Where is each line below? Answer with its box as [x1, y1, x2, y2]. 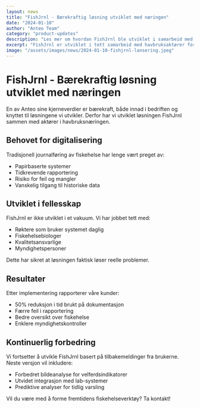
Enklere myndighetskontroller [14, 320, 87, 327]
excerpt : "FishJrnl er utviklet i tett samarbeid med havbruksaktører [6, 42, 185, 48]
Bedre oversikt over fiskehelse [14, 313, 89, 321]
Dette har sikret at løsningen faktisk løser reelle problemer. [6, 256, 150, 263]
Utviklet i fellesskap [6, 199, 82, 209]
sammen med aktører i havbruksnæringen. [6, 118, 111, 125]
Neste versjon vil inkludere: [6, 359, 73, 366]
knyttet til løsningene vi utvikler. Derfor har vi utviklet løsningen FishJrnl [6, 111, 182, 119]
